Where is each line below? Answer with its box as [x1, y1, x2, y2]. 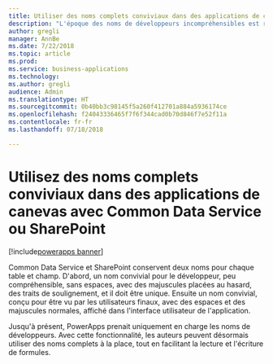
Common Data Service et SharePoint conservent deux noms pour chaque [8, 262, 254, 272]
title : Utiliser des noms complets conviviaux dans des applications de [8, 11, 260, 20]
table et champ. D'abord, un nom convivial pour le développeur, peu [8, 270, 236, 281]
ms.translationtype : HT [8, 95, 89, 103]
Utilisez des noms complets [8, 168, 199, 186]
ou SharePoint [8, 219, 106, 238]
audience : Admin [8, 87, 63, 96]
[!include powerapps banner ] [8, 246, 104, 257]
